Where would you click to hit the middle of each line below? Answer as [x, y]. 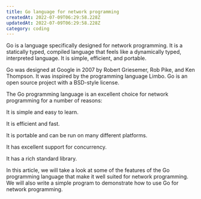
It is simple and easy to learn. [43, 112]
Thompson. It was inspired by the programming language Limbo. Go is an [97, 76]
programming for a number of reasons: [54, 101]
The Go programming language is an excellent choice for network [87, 94]
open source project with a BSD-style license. [63, 83]
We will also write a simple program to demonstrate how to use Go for [92, 183]
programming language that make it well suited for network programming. [97, 177]
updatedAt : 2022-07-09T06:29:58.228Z [53, 23]
